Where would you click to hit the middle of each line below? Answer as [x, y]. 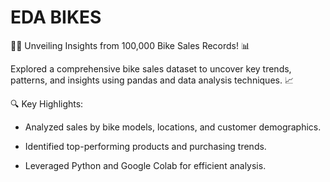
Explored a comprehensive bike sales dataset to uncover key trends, [151, 68]
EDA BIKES [56, 17]
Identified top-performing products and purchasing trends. [145, 146]
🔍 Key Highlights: [47, 103]
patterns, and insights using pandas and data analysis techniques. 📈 [152, 80]
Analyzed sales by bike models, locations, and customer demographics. [173, 127]
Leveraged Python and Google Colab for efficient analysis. [145, 165]
